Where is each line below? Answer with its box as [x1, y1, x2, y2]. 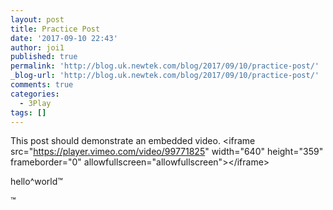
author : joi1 [10, 42, 65, 53]
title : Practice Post [10, 24, 101, 34]
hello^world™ [10, 176, 63, 188]
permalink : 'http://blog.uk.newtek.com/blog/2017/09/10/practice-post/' [10, 61, 320, 71]
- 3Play [19, 98, 52, 108]
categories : [10, 89, 60, 99]
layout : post [10, 14, 65, 25]
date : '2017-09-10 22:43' [10, 33, 118, 43]
